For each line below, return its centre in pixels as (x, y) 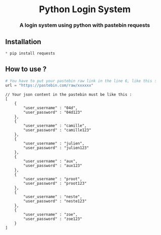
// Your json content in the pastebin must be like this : (69, 95)
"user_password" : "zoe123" (53, 219)
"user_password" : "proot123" (55, 184)
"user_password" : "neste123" (55, 202)
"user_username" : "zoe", (51, 215)
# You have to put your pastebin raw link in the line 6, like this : (81, 81)
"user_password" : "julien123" (56, 148)
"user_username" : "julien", (54, 144)
